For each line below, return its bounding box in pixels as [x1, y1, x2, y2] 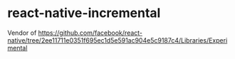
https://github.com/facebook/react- [38, 28, 143, 37]
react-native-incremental [7, 5, 161, 21]
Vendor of [7, 28, 37, 37]
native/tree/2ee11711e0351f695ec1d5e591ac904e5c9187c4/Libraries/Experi [7, 36, 228, 44]
